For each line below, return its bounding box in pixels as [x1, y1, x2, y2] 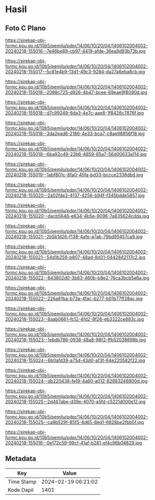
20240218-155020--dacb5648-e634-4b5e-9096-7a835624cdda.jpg [5, 213, 149, 219]
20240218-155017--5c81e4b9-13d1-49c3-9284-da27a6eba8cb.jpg [5, 69, 145, 75]
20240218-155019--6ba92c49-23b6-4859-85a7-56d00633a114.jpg [5, 151, 147, 157]
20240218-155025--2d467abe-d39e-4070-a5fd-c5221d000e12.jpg [5, 398, 146, 405]
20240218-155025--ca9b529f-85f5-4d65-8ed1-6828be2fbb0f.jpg [5, 419, 144, 425]
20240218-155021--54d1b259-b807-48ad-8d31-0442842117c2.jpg [5, 254, 145, 260]
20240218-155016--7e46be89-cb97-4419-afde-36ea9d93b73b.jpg [5, 48, 146, 54]
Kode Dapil [8, 486, 34, 493]
